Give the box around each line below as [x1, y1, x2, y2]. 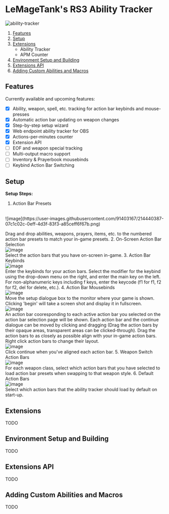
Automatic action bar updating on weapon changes [12, 116, 120, 122]
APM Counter [20, 52, 48, 58]
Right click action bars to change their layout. [5, 338, 99, 344]
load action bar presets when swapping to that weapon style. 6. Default [5, 370, 154, 377]
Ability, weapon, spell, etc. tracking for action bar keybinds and [12, 105, 144, 112]
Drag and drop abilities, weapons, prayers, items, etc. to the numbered [5, 231, 152, 237]
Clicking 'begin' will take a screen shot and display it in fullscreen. [5, 301, 142, 307]
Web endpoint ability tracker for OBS [12, 128, 89, 134]
